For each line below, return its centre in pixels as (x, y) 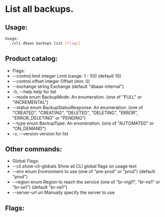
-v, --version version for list (40, 133)
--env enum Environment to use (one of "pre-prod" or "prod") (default (84, 172)
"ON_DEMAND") (29, 128)
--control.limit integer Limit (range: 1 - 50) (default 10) (67, 76)
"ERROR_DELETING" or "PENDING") (49, 118)
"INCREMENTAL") (30, 102)
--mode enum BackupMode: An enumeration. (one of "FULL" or (77, 97)
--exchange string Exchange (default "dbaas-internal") (68, 86)
